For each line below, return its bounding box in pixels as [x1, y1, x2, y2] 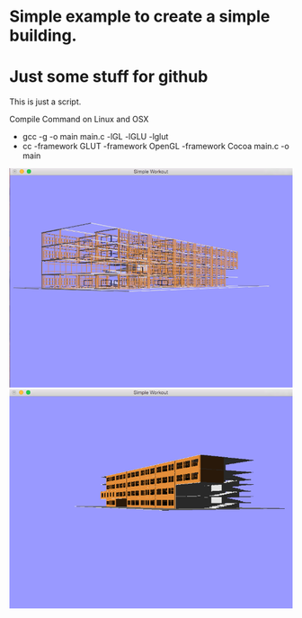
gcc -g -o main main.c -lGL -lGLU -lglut [22, 131, 169, 142]
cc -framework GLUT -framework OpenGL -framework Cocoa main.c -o [22, 141, 289, 152]
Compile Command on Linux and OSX [9, 114, 149, 125]
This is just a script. [9, 96, 82, 107]
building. [9, 25, 77, 46]
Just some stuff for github [9, 67, 209, 87]
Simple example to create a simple [9, 6, 271, 27]
